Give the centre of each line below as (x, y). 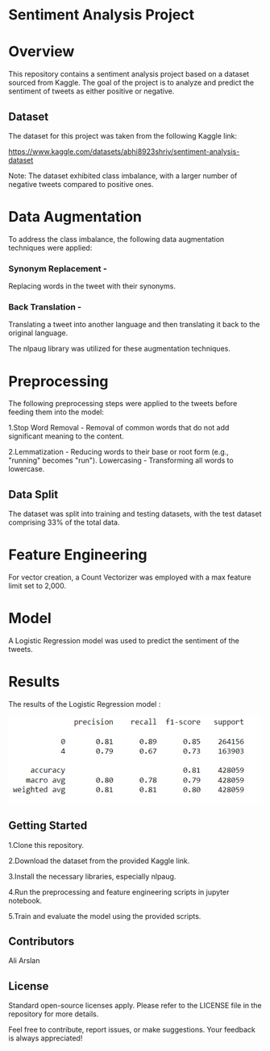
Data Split (33, 494)
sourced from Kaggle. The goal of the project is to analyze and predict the (131, 83)
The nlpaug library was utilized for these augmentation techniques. (120, 349)
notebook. (25, 900)
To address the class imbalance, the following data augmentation (116, 239)
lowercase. (27, 469)
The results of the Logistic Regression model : (85, 704)
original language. (38, 333)
